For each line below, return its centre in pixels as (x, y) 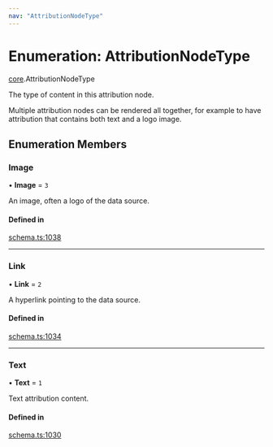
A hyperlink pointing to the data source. (74, 299)
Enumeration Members (68, 144)
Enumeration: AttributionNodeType (129, 56)
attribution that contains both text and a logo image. (95, 119)
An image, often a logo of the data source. (79, 201)
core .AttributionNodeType (52, 79)
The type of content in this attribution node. (81, 94)
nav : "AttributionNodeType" (56, 16)
